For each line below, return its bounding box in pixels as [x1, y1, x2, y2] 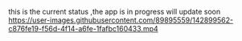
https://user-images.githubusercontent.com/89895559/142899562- [8, 15, 234, 25]
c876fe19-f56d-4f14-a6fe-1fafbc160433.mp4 [8, 24, 158, 33]
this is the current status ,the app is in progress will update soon [8, 7, 221, 16]
